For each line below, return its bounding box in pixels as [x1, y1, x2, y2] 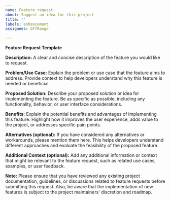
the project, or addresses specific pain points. [5, 122, 101, 128]
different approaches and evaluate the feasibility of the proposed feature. [5, 143, 159, 149]
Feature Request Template [5, 45, 62, 51]
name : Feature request [5, 7, 53, 13]
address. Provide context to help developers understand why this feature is [5, 75, 162, 81]
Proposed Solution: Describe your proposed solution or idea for [5, 90, 140, 96]
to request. [5, 60, 28, 66]
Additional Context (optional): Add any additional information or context [5, 152, 157, 158]
